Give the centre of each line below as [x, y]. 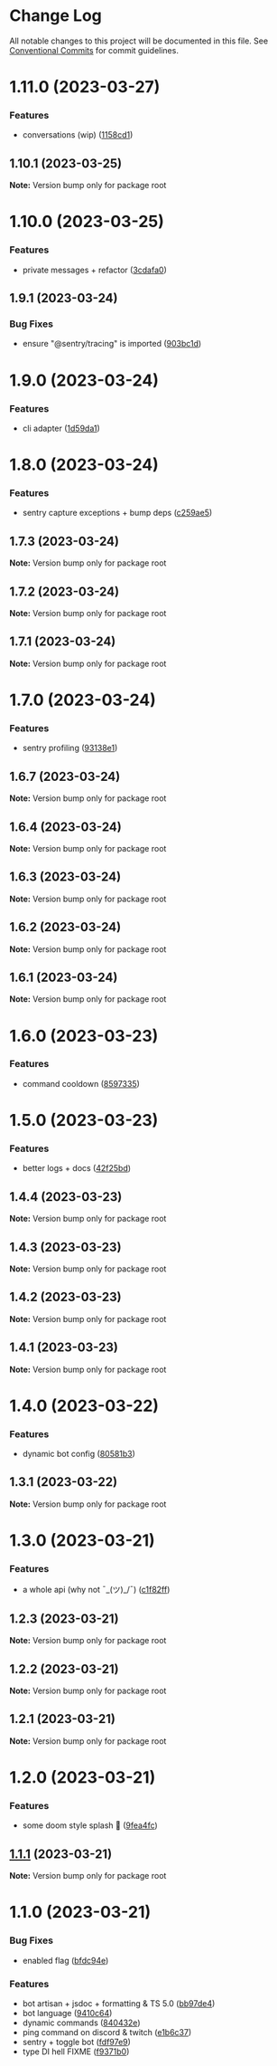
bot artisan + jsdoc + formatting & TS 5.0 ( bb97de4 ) [119, 2003]
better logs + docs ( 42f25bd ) [77, 1168]
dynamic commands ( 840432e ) [81, 2023]
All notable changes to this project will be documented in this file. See [139, 41]
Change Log [55, 16]
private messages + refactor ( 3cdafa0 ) [94, 270]
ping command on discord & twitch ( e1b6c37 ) [107, 2032]
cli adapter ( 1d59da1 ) [61, 428]
